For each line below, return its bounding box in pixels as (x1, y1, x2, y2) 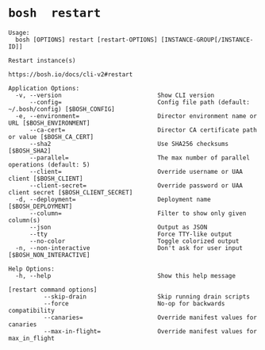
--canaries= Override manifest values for (43, 313, 258, 321)
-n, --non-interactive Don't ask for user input (15, 244, 244, 252)
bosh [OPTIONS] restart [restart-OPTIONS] (15, 36, 158, 44)
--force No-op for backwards (43, 299, 225, 307)
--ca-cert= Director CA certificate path (29, 125, 258, 134)
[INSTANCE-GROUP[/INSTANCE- (160, 36, 254, 44)
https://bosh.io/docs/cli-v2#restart (8, 70, 133, 79)
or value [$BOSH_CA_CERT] (8, 133, 94, 140)
